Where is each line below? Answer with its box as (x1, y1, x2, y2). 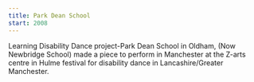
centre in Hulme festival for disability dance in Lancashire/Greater (8, 57, 224, 68)
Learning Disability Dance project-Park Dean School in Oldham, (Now (8, 41, 236, 50)
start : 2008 (8, 19, 48, 27)
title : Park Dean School (8, 11, 91, 20)
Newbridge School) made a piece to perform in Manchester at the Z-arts (8, 49, 246, 59)
